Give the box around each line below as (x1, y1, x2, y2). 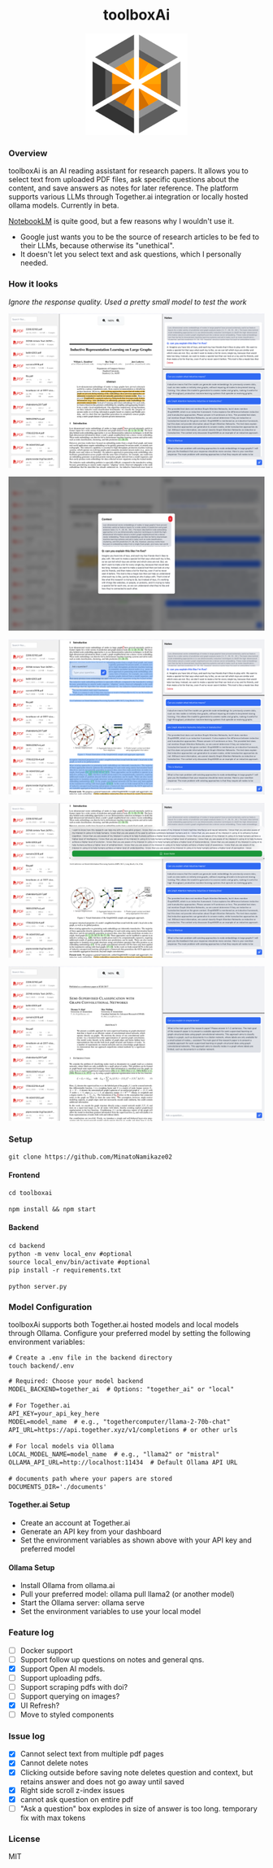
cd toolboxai (8, 1189, 53, 1198)
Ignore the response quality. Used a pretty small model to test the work (8, 297, 247, 307)
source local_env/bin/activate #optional (8, 1258, 151, 1266)
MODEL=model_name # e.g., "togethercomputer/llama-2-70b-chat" (8, 1417, 231, 1425)
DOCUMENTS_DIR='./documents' (8, 1482, 107, 1490)
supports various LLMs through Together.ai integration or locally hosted (8, 192, 249, 202)
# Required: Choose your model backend (8, 1377, 144, 1385)
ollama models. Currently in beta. (8, 201, 119, 211)
